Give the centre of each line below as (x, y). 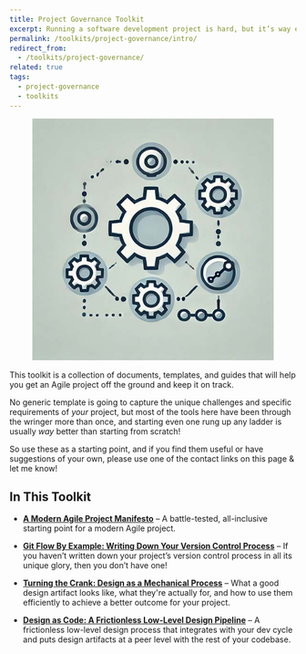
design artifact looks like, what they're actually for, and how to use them (158, 593)
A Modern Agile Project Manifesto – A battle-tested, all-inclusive (145, 519)
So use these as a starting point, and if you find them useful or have (137, 449)
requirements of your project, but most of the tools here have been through (150, 411)
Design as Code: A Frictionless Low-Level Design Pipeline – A (141, 620)
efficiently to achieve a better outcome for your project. (126, 603)
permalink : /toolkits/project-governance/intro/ (103, 38)
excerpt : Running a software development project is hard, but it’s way (150, 29)
